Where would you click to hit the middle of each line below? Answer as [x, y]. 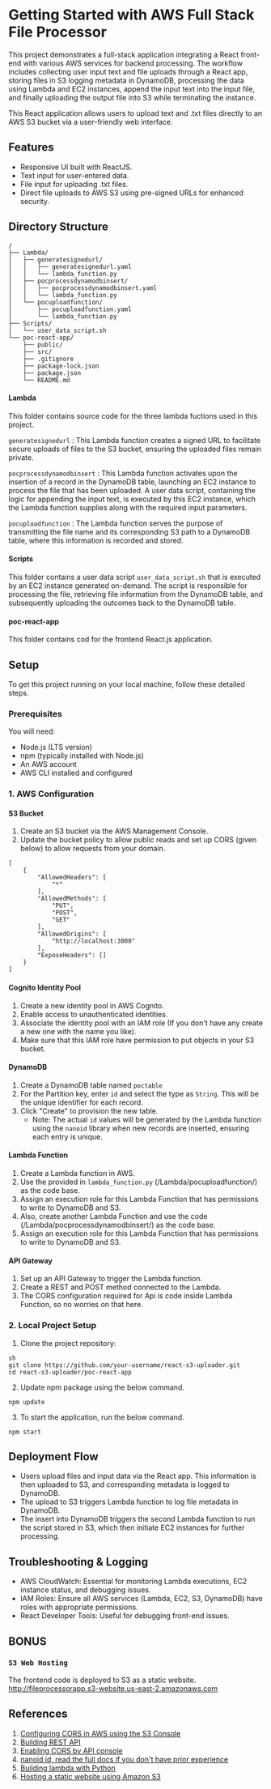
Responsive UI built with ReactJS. [76, 167]
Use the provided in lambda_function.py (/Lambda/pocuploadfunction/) [139, 1182]
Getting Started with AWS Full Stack [131, 15]
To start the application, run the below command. [102, 1417]
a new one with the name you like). [78, 1031]
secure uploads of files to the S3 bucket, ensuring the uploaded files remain [135, 449]
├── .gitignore [49, 359]
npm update [27, 1402]
